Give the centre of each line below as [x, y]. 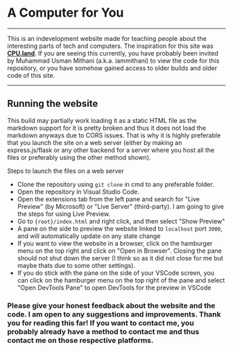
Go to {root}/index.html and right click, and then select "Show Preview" [121, 221]
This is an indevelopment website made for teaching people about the [107, 38]
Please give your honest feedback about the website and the [111, 305]
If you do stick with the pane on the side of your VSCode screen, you [116, 273]
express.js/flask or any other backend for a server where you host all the [111, 150]
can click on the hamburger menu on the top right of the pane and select [121, 280]
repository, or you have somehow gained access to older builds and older [112, 68]
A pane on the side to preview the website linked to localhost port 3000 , [120, 228]
